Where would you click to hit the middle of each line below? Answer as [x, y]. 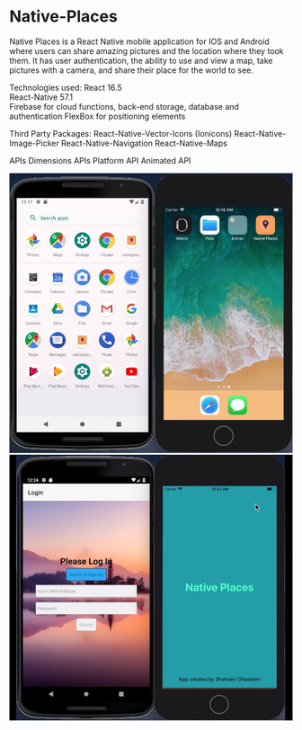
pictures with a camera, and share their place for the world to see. [132, 70]
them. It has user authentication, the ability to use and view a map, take [141, 60]
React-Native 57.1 [41, 97]
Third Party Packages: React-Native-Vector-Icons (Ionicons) [121, 133]
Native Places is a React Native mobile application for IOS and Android [139, 41]
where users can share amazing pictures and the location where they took [147, 50]
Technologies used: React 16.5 [66, 87]
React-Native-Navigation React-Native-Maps [144, 143]
